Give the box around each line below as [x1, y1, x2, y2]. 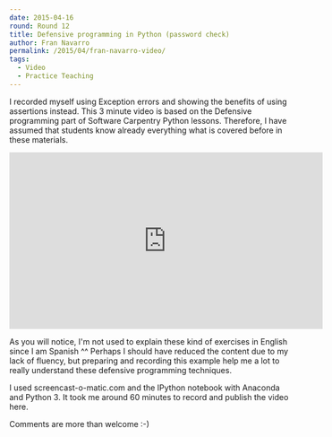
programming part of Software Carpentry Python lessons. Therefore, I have [9, 115, 287, 126]
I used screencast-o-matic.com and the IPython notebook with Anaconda [9, 382, 280, 393]
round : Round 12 [9, 22, 70, 31]
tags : [9, 55, 30, 64]
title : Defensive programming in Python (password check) [9, 30, 230, 39]
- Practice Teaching [17, 72, 94, 81]
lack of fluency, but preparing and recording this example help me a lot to [9, 355, 280, 366]
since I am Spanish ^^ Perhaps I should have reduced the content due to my [9, 345, 289, 356]
